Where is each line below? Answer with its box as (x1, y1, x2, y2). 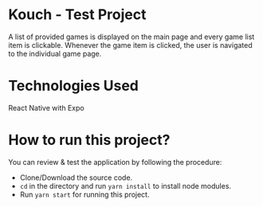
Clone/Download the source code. (19, 173, 133, 182)
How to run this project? (8, 131, 171, 149)
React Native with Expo (8, 103, 85, 112)
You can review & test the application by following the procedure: (8, 157, 222, 166)
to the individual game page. (8, 49, 102, 58)
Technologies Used (8, 77, 139, 95)
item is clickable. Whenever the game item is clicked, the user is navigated (8, 40, 253, 49)
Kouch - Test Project (8, 6, 147, 24)
